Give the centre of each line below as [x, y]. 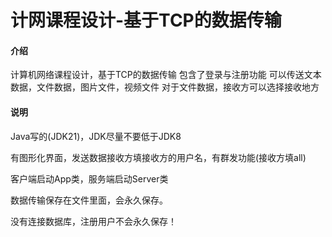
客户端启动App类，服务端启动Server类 [89, 178]
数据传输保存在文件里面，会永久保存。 [89, 200]
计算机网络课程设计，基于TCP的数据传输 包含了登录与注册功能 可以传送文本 [166, 75]
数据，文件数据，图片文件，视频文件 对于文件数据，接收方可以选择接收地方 [165, 87]
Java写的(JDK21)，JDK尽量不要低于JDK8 [96, 136]
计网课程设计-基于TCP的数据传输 [146, 20]
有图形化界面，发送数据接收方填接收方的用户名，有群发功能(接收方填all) [158, 157]
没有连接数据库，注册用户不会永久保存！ [93, 221]
